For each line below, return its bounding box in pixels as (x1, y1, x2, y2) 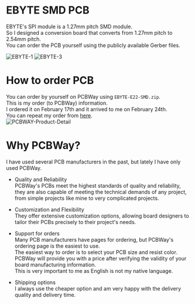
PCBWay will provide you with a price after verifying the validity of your (14, 255, 187, 262)
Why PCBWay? (6, 139, 81, 152)
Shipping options (14, 279, 56, 286)
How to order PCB (6, 74, 94, 87)
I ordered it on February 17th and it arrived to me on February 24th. (6, 105, 167, 112)
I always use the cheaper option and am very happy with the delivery (14, 285, 182, 292)
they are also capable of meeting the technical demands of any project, (14, 188, 187, 195)
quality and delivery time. (14, 291, 76, 298)
